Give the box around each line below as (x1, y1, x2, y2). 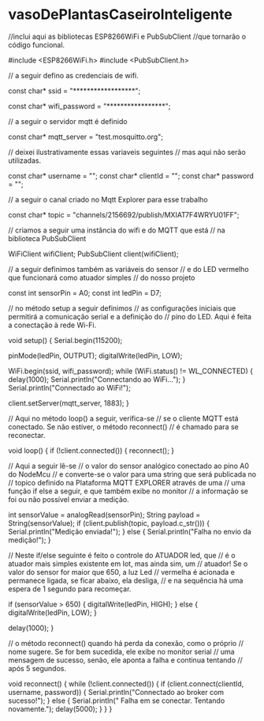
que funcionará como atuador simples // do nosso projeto (8, 273, 195, 282)
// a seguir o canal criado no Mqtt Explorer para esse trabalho (8, 194, 208, 204)
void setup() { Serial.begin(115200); (8, 335, 123, 345)
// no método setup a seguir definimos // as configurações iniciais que (8, 303, 236, 313)
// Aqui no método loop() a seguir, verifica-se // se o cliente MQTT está (8, 413, 239, 423)
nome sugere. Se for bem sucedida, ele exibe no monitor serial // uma (8, 647, 235, 656)
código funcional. (8, 40, 65, 49)
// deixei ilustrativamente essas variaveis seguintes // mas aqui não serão (8, 147, 246, 157)
